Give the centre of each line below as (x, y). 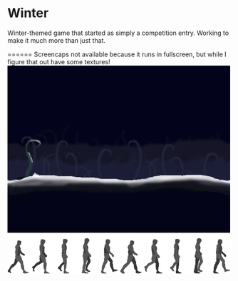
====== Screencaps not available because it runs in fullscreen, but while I (117, 54)
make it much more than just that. (56, 40)
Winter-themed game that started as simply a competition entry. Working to (118, 33)
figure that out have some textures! (59, 61)
